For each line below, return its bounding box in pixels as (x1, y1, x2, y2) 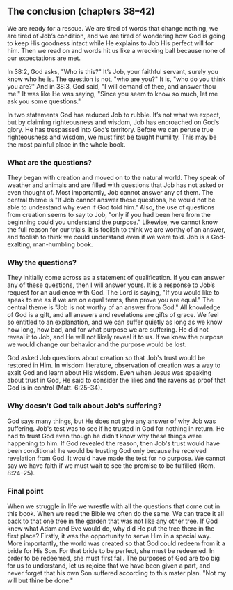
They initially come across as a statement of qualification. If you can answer (7, 274, 225, 282)
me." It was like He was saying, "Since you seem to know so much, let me (7, 89, 218, 98)
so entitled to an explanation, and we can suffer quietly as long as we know (7, 318, 223, 327)
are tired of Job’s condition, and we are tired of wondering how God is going (7, 31, 226, 40)
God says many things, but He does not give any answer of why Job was (7, 417, 216, 425)
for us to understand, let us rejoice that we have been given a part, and (7, 561, 211, 570)
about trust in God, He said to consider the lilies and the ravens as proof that (7, 376, 226, 385)
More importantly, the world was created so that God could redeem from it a (7, 539, 225, 547)
